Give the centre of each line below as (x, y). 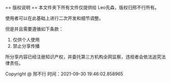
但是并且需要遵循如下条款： (34, 29)
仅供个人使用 (26, 40)
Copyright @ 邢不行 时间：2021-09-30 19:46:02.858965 (64, 74)
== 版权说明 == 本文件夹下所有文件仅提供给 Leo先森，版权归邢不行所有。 (82, 7)
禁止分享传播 (26, 46)
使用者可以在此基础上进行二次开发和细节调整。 (54, 18)
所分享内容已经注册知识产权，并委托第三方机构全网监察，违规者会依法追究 (83, 57)
